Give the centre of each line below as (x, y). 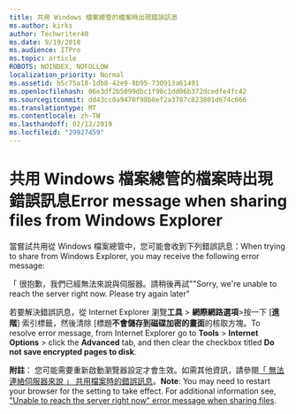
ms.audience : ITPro (45, 50)
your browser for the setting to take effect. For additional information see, (143, 391)
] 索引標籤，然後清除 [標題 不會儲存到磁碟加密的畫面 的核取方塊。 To (139, 323)
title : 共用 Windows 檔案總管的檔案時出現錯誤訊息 (94, 17)
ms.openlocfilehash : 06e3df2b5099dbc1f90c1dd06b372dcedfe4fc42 (128, 91)
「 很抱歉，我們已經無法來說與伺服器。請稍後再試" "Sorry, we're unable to (143, 283)
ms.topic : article (43, 58)
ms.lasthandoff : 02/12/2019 (61, 125)
